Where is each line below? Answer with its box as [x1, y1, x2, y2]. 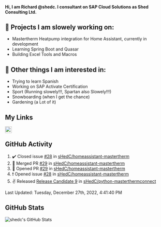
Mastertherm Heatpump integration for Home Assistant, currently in [12, 36, 147, 42]
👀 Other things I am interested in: [5, 66, 106, 74]
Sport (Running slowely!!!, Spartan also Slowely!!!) [12, 89, 112, 95]
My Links [5, 113, 33, 122]
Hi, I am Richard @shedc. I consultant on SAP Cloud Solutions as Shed [5, 4, 149, 10]
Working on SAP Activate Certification [12, 84, 88, 89]
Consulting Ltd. [5, 9, 37, 15]
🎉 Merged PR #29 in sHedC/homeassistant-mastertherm [12, 160, 125, 166]
